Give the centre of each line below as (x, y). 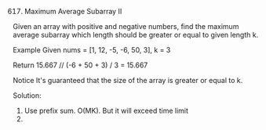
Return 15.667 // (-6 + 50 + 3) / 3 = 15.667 (80, 65)
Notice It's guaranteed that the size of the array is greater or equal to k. (128, 80)
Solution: (27, 96)
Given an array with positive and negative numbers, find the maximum (126, 26)
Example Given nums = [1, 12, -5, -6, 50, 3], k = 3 (92, 50)
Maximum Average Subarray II (73, 11)
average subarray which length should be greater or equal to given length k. (136, 35)
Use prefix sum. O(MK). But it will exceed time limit (106, 110)
